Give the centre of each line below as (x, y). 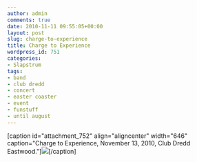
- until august (29, 116)
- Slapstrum (24, 65)
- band (17, 78)
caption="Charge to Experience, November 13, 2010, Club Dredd (99, 143)
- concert (21, 90)
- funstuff (23, 110)
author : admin (28, 13)
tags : (15, 71)
